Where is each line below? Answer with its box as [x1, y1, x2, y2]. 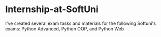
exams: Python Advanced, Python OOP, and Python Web [5, 25, 124, 31]
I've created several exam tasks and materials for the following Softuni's [5, 20, 156, 26]
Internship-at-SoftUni [5, 4, 99, 15]
